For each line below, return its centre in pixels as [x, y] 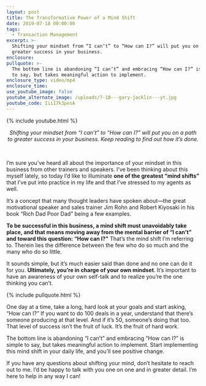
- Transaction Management [45, 35]
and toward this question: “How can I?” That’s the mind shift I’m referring [100, 238]
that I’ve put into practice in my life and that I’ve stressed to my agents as [99, 182]
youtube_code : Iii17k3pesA [41, 103]
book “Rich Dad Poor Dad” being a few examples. [69, 214]
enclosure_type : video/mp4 [41, 80]
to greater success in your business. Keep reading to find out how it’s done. [103, 139]
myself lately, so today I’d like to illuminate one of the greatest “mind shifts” [103, 176]
